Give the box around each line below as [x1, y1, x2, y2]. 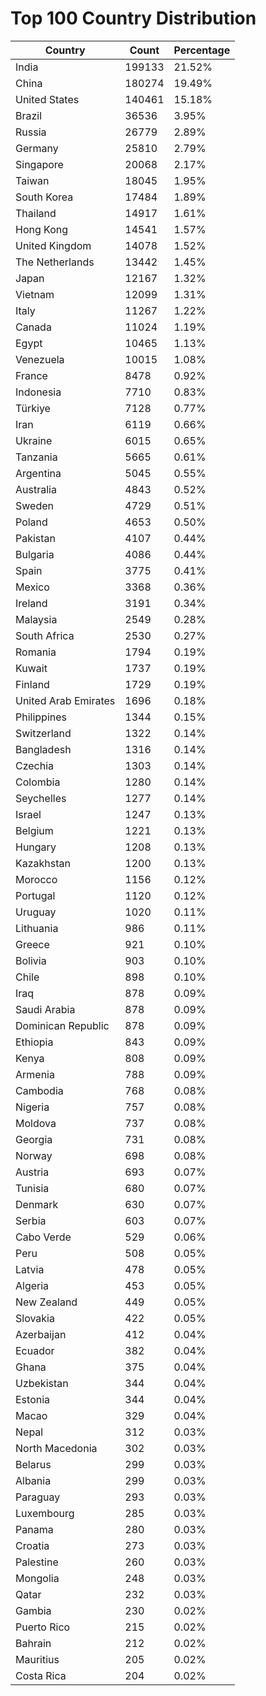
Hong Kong [15, 222, 69, 236]
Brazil [15, 108, 43, 122]
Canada [15, 320, 52, 334]
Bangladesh [15, 742, 72, 756]
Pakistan [15, 531, 57, 545]
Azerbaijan [15, 1327, 67, 1341]
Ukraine [15, 433, 53, 447]
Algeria [15, 1278, 50, 1292]
